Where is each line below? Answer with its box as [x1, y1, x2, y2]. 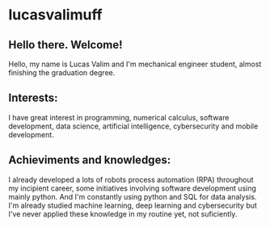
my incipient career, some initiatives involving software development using [8, 183, 257, 193]
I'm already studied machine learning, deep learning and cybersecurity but [8, 200, 257, 210]
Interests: [8, 91, 58, 105]
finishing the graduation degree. [8, 68, 116, 78]
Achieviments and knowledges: [8, 153, 171, 167]
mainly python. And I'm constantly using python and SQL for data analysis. [8, 191, 257, 201]
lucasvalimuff [8, 6, 103, 24]
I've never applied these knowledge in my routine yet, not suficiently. [8, 208, 238, 219]
